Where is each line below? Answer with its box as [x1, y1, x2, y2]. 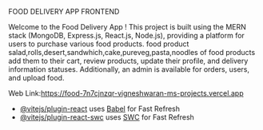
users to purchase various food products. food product [8, 39, 189, 49]
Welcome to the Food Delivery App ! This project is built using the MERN [8, 22, 246, 31]
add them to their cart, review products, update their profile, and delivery [8, 56, 249, 65]
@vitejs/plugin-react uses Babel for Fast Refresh [19, 104, 181, 113]
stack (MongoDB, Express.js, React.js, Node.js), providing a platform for [8, 31, 245, 40]
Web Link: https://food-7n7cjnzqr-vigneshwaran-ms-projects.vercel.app [8, 89, 244, 98]
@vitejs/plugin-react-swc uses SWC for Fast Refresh [19, 112, 194, 122]
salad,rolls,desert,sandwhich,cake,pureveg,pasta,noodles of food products [8, 48, 256, 57]
